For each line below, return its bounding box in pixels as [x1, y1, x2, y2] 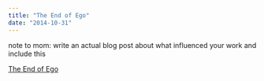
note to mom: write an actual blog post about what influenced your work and [8, 40, 257, 50]
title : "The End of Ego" [8, 11, 90, 20]
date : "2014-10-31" [8, 19, 73, 27]
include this [8, 49, 46, 58]
